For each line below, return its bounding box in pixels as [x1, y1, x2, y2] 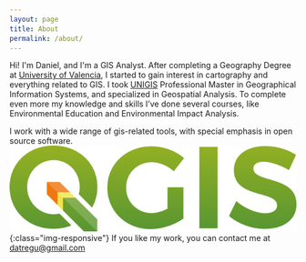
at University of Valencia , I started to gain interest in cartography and [9, 69, 269, 81]
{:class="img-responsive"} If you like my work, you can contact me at [9, 232, 270, 243]
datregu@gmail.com [9, 242, 86, 253]
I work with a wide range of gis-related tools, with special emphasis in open [9, 126, 293, 136]
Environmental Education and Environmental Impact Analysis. [9, 108, 240, 119]
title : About [9, 24, 59, 34]
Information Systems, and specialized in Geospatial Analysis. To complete [9, 89, 287, 100]
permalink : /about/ [9, 34, 84, 43]
